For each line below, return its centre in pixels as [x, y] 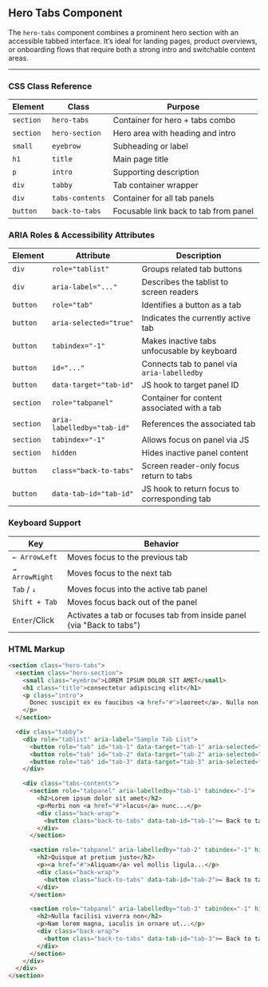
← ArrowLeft [35, 557]
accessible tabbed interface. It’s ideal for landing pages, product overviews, [133, 41]
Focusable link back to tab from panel [183, 211]
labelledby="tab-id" [91, 428]
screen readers [170, 293]
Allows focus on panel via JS [195, 440]
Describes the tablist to [185, 282]
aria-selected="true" [93, 323]
